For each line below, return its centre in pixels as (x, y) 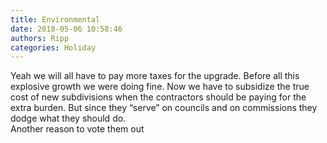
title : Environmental (55, 19)
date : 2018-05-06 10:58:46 (66, 29)
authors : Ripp (40, 38)
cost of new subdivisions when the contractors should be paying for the (158, 97)
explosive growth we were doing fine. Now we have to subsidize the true (160, 87)
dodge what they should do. (68, 118)
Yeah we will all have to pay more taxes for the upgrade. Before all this (155, 76)
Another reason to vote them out (77, 129)
